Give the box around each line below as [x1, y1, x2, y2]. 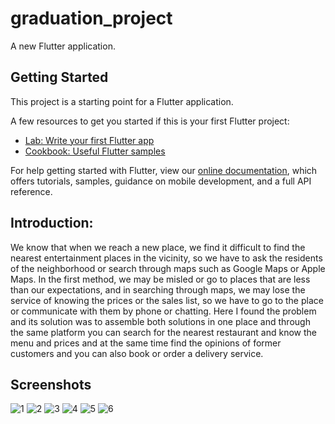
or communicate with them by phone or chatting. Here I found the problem [10, 305, 317, 317]
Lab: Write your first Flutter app [24, 134, 155, 146]
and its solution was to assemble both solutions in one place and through [10, 315, 311, 327]
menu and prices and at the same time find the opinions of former [10, 337, 282, 349]
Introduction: [10, 215, 94, 232]
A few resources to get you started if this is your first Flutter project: [10, 115, 290, 127]
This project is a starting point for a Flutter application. [10, 95, 234, 107]
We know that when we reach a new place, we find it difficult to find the [10, 241, 306, 253]
